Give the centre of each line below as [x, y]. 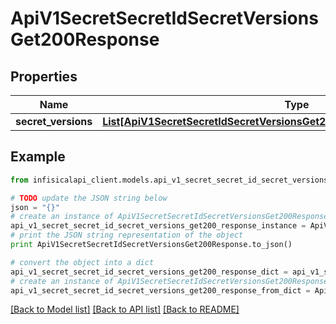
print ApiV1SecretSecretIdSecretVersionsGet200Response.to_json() [151, 245]
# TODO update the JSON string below [89, 198]
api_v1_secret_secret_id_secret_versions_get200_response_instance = [158, 226]
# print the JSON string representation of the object [127, 235]
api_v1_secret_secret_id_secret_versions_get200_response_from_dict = [160, 290]
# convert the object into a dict [82, 262]
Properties [44, 76]
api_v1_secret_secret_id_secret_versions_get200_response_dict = [149, 272]
